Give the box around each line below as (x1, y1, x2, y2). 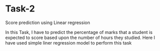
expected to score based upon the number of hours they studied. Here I (5, 34, 155, 40)
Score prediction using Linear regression (5, 19, 90, 25)
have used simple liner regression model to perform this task (5, 39, 132, 45)
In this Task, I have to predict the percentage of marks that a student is (5, 29, 153, 35)
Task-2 (5, 3, 35, 14)
